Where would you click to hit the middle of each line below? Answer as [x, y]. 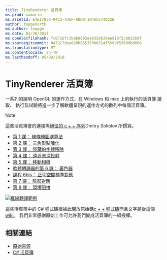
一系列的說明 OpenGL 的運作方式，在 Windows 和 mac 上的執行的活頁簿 [81, 99]
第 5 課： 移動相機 [31, 162]
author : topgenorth [26, 24]
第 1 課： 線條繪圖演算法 [38, 137]
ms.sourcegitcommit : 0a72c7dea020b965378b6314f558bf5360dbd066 [74, 43]
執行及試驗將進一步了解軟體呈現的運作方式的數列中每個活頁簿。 [82, 105]
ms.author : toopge [25, 29]
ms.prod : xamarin [24, 15]
